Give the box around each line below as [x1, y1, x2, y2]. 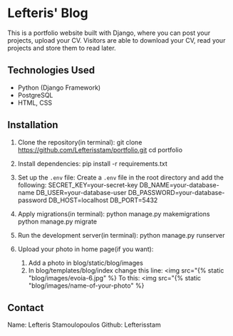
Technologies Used [7, 64, 95, 76]
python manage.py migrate [17, 217, 98, 226]
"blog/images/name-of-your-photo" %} [28, 281, 145, 290]
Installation [7, 119, 58, 131]
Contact [7, 301, 44, 314]
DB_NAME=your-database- [139, 180, 219, 189]
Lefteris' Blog [7, 5, 88, 21]
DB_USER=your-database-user [36, 188, 127, 196]
